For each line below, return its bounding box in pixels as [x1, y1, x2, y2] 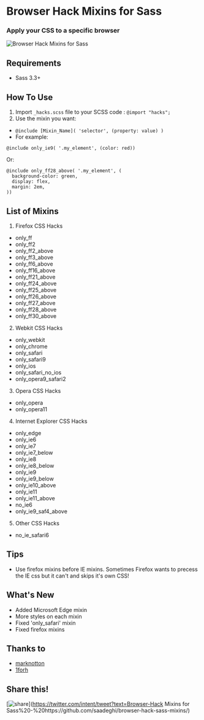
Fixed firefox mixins [15, 625, 66, 633]
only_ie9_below [15, 474, 54, 482]
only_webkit [15, 336, 45, 343]
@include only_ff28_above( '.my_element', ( [6, 168, 122, 174]
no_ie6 [15, 501, 32, 508]
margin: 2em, [12, 184, 45, 190]
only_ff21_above [15, 273, 56, 281]
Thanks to [6, 643, 46, 654]
